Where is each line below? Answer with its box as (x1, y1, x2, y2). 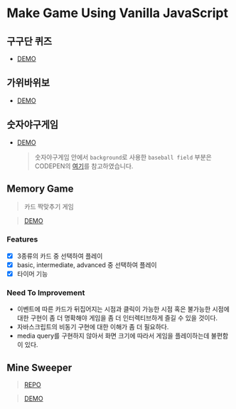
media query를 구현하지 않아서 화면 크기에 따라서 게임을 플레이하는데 (16, 331, 210, 340)
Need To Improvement (6, 287, 85, 297)
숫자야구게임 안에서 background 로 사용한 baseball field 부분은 (34, 152, 213, 161)
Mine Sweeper (6, 361, 73, 373)
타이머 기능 (16, 269, 48, 278)
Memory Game (6, 183, 74, 195)
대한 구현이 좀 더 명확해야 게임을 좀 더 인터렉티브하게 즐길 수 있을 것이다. (16, 314, 218, 322)
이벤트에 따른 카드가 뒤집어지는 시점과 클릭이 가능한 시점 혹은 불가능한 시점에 (16, 305, 230, 314)
